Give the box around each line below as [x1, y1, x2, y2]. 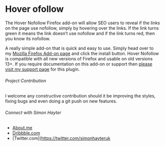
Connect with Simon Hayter [5, 109, 62, 115]
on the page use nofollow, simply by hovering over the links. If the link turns [5, 25, 159, 31]
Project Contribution [5, 78, 46, 84]
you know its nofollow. [5, 36, 51, 42]
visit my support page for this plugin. [5, 66, 80, 72]
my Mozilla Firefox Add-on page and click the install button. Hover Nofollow [5, 50, 159, 56]
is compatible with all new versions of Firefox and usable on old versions [5, 55, 153, 61]
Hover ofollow [5, 3, 64, 15]
